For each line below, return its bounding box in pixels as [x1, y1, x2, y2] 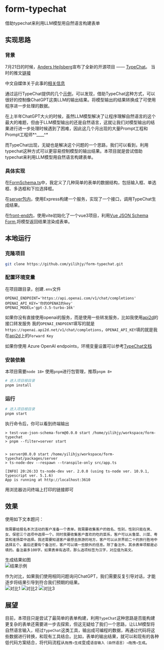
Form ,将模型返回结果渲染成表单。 [5, 218, 72, 224]
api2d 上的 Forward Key [9, 333, 54, 338]
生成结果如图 [5, 557, 31, 563]
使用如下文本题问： [5, 516, 44, 522]
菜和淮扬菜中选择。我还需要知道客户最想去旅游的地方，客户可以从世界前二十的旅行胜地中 [5, 537, 158, 542]
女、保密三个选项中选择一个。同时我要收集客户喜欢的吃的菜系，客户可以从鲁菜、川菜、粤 [5, 532, 158, 537]
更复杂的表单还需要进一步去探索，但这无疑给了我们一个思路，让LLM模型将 [5, 621, 155, 627]
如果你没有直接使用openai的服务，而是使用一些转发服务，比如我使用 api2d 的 [5, 314, 159, 320]
